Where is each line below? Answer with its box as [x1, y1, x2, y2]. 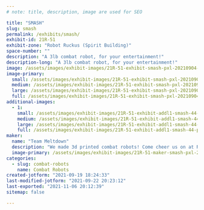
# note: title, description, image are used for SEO [6, 8, 143, 15]
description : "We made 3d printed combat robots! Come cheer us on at [12, 144, 194, 150]
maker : [6, 133, 23, 139]
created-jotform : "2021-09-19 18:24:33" [6, 172, 110, 178]
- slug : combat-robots [12, 161, 69, 167]
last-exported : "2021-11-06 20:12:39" [6, 183, 104, 190]
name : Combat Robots [17, 166, 69, 173]
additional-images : [6, 99, 56, 105]
